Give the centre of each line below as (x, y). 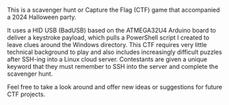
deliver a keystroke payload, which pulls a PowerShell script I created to (108, 37)
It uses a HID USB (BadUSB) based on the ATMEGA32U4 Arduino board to (112, 30)
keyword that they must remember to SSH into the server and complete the (113, 66)
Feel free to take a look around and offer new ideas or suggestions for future (115, 87)
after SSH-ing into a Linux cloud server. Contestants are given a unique (107, 59)
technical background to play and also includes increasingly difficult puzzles (114, 52)
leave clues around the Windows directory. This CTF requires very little (107, 45)
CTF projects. (26, 94)
